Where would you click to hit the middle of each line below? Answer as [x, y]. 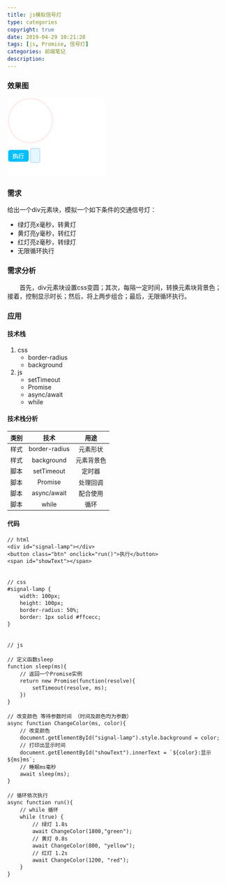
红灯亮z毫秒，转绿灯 [47, 242]
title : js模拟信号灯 [34, 15]
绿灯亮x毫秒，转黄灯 [47, 224]
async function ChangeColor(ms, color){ [67, 723]
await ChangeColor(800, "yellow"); [84, 846]
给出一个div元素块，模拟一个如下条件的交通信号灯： [82, 210]
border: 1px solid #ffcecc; [60, 617]
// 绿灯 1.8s [50, 824]
